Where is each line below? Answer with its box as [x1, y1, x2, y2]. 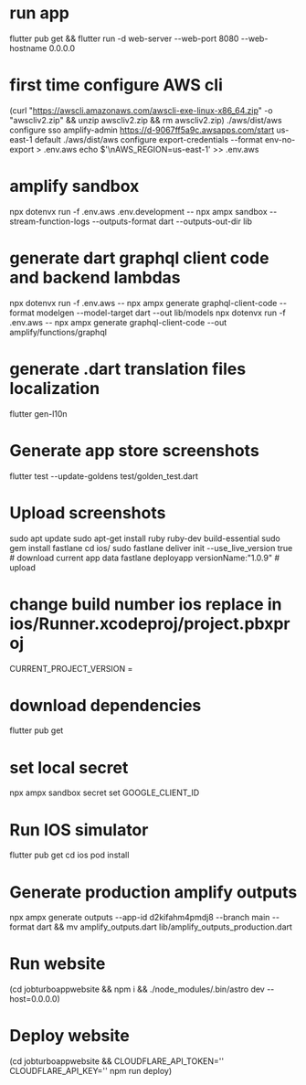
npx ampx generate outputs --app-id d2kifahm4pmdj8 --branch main [9, 912, 270, 923]
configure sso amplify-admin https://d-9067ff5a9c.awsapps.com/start [9, 124, 275, 135]
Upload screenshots [9, 502, 166, 523]
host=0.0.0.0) [9, 994, 61, 1005]
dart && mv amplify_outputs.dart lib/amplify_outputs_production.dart [36, 921, 292, 932]
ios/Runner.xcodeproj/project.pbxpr [9, 613, 290, 633]
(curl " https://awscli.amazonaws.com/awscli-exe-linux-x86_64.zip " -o [9, 104, 273, 116]
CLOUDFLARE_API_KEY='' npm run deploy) [9, 1066, 173, 1077]
